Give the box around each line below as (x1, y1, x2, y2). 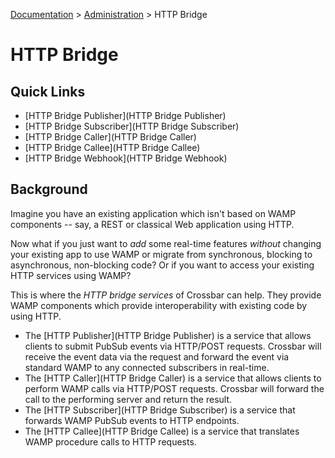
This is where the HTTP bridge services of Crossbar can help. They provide (10, 289, 322, 301)
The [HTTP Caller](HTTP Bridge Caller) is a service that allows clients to (24, 372, 322, 384)
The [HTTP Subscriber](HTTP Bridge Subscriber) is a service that (24, 404, 296, 416)
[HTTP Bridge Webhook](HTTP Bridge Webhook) (24, 152, 228, 164)
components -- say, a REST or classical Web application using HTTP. (10, 218, 295, 230)
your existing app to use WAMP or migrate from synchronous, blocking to (10, 248, 313, 260)
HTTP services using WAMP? (10, 269, 132, 281)
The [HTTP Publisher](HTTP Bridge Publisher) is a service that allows (24, 329, 312, 341)
